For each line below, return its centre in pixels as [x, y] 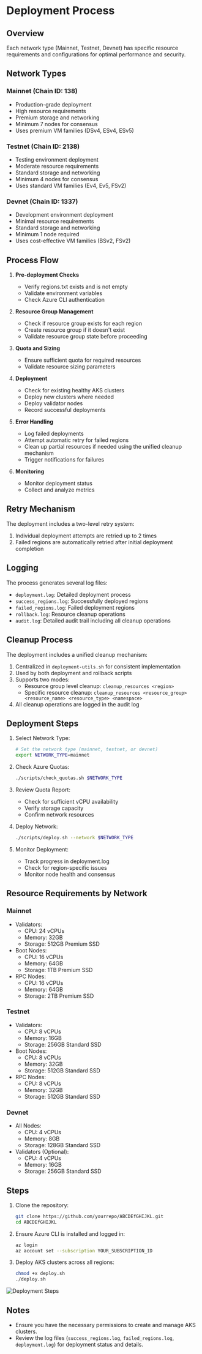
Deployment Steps [42, 723]
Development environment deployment [64, 215]
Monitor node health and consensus [70, 874]
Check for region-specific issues [65, 867]
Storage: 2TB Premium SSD [59, 996]
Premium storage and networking [57, 118]
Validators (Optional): [42, 1152]
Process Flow [33, 260]
